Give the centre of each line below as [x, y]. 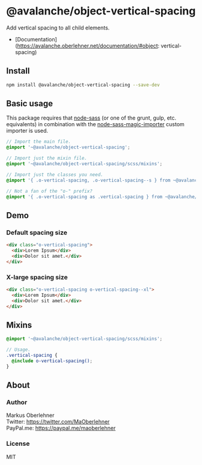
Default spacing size [37, 232]
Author [17, 402]
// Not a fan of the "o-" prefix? [50, 191]
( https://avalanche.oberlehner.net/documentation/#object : [87, 46]
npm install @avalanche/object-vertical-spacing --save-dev [83, 85]
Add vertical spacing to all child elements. [58, 28]
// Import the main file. [38, 142]
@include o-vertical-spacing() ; [52, 361]
